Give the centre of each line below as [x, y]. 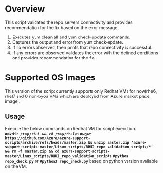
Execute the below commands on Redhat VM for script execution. [71, 128]
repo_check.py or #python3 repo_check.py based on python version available [81, 161]
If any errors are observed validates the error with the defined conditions [85, 53]
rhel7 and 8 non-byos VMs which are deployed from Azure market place [77, 96]
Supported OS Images [50, 78]
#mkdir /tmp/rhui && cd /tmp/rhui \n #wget [48, 134]
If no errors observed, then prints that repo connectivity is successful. [82, 47]
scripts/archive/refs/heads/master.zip [45, 142]
